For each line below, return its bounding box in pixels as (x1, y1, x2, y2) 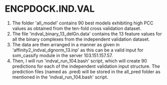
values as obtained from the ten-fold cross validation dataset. (12, 25, 142, 31)
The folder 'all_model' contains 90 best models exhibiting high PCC (12, 20, 154, 26)
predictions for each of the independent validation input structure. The (12, 63, 160, 69)
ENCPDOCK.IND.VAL (5, 3, 95, 15)
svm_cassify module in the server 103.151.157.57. (12, 52, 113, 59)
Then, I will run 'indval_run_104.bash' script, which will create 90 (12, 58, 147, 64)
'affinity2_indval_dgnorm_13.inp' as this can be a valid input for (12, 47, 144, 53)
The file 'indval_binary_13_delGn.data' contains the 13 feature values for (12, 31, 162, 37)
